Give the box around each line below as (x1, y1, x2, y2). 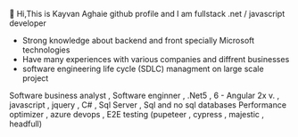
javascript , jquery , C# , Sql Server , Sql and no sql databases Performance (9, 100, 287, 110)
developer (9, 18, 47, 28)
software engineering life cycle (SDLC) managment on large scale (21, 63, 265, 74)
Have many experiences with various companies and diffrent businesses (21, 54, 290, 64)
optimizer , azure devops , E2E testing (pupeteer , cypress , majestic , (9, 109, 265, 119)
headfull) (9, 118, 43, 129)
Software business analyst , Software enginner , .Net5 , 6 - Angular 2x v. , (9, 90, 280, 101)
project (21, 73, 49, 84)
